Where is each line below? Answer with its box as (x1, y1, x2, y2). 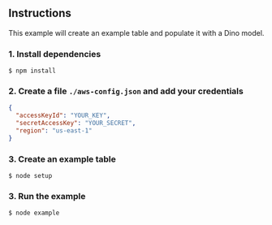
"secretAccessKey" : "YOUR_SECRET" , (15, 119, 136, 128)
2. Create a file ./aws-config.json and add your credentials (8, 85, 244, 97)
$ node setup (8, 172, 53, 180)
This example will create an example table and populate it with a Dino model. (8, 28, 265, 37)
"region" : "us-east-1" (15, 127, 93, 135)
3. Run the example (8, 191, 86, 201)
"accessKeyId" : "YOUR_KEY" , (15, 111, 111, 120)
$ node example (8, 209, 60, 218)
